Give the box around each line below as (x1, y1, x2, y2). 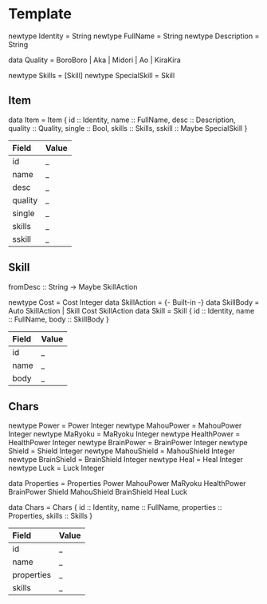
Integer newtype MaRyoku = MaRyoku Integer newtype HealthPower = (8, 429, 241, 439)
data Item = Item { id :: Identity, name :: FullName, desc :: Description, (8, 115, 237, 124)
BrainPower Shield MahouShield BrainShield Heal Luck (8, 488, 187, 497)
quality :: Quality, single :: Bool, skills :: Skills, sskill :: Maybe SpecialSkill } (8, 123, 248, 132)
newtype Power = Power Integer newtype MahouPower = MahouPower (8, 420, 242, 431)
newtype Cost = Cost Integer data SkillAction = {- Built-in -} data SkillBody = (8, 297, 260, 307)
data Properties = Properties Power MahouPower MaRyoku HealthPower (8, 479, 246, 488)
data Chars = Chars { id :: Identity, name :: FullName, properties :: (8, 503, 222, 512)
